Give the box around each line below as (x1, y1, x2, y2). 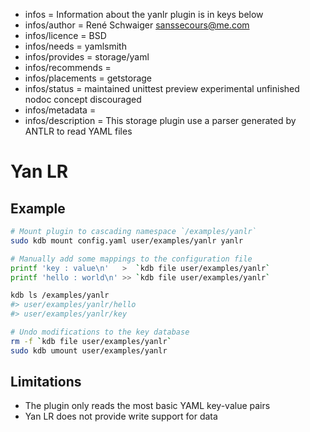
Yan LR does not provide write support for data (24, 410, 218, 423)
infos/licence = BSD (24, 30, 107, 41)
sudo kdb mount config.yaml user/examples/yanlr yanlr (10, 235, 244, 246)
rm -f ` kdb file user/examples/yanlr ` (10, 336, 172, 346)
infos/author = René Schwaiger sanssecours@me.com (24, 19, 250, 31)
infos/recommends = (24, 62, 112, 73)
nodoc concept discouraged (24, 94, 142, 105)
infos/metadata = (24, 104, 97, 116)
